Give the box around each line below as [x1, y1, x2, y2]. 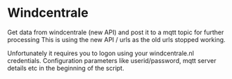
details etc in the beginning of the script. [7, 64, 124, 72]
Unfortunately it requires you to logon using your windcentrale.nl [7, 49, 195, 57]
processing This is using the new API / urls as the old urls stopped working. [7, 35, 226, 43]
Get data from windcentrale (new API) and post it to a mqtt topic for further [7, 28, 224, 36]
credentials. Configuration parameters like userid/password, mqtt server [7, 56, 217, 64]
